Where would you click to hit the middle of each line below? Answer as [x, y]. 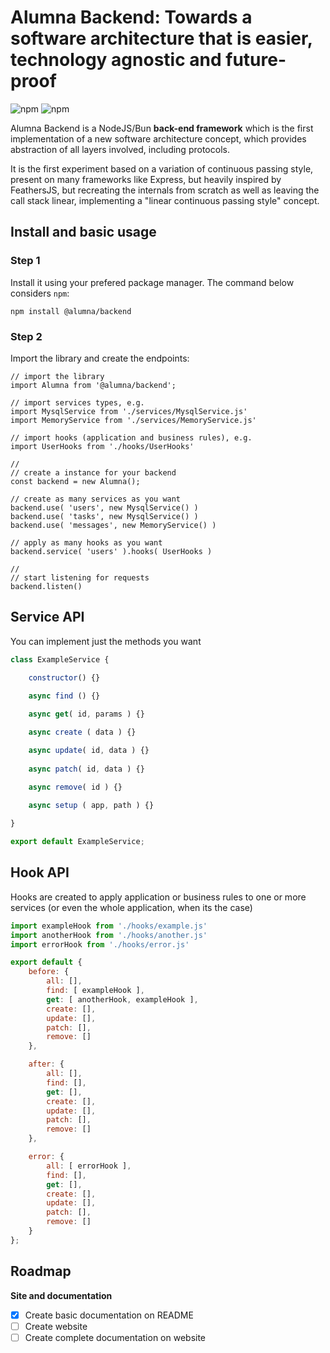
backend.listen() [46, 586]
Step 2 [26, 336]
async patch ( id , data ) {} [86, 769]
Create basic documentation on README [109, 1315]
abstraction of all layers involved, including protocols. [120, 149]
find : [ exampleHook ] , [95, 991]
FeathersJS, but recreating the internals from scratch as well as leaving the [165, 190]
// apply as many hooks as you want [86, 542]
